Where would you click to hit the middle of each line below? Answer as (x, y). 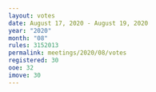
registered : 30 (34, 61)
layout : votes (32, 16)
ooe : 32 (21, 68)
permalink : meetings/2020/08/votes (68, 53)
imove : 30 (25, 75)
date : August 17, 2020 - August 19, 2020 (78, 23)
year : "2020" (30, 30)
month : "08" (28, 38)
